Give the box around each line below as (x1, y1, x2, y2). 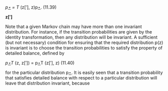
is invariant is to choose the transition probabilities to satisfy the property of (5, 45, 163, 50)
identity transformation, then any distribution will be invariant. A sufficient (5, 34, 158, 40)
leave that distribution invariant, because (5, 80, 90, 86)
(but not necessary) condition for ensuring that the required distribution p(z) (5, 39, 163, 45)
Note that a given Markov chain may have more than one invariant (5, 23, 142, 29)
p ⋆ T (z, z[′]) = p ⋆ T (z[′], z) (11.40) (5, 60, 75, 65)
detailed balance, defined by (5, 50, 65, 56)
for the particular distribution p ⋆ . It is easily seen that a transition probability (5, 69, 163, 75)
